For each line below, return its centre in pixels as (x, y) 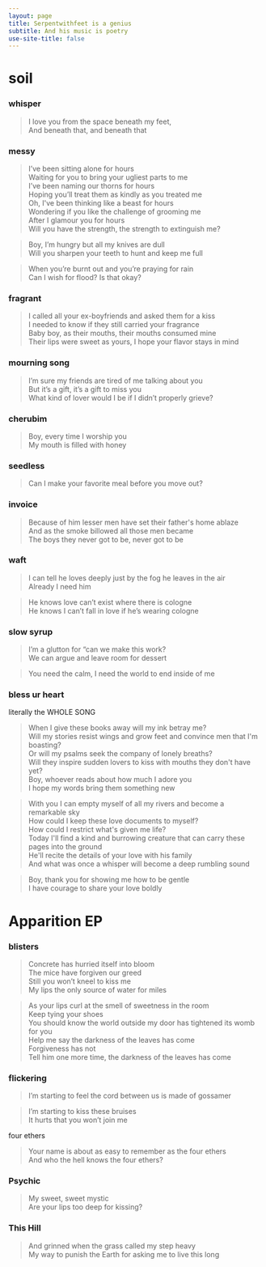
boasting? (45, 745)
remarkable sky (54, 812)
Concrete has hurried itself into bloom (91, 963)
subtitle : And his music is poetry (68, 31)
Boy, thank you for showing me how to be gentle (109, 880)
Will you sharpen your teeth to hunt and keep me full (116, 253)
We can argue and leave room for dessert (97, 658)
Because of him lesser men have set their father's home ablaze (133, 522)
